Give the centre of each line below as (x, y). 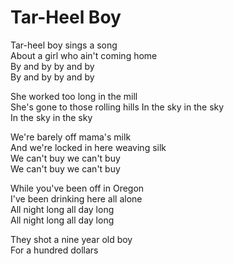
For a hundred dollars (54, 250)
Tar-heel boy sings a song (64, 45)
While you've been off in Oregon (77, 188)
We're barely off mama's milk (71, 137)
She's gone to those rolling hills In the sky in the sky (117, 107)
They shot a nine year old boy (71, 239)
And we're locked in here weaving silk (88, 147)
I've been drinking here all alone (76, 198)
